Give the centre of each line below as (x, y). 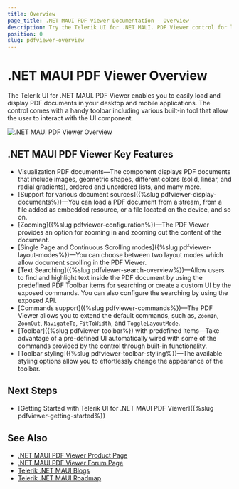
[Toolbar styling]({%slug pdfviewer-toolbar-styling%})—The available (120, 353)
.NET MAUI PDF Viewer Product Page (73, 455)
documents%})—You (48, 202)
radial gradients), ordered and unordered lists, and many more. (110, 187)
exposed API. (37, 300)
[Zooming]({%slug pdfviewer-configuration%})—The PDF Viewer (113, 225)
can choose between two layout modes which (156, 254)
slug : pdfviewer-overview (46, 41)
